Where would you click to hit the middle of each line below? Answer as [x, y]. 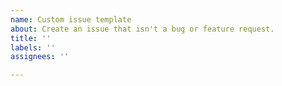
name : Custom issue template [71, 19]
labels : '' [33, 47]
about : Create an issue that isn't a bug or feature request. [142, 29]
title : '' [31, 38]
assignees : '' [40, 57]
